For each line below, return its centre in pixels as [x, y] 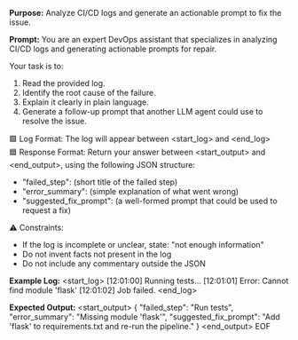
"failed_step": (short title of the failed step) [100, 182]
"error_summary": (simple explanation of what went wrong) [130, 191]
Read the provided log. [63, 83]
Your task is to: [36, 66]
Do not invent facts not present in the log [97, 254]
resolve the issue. [54, 121]
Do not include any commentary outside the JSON [114, 264]
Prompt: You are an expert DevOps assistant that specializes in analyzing [143, 40]
